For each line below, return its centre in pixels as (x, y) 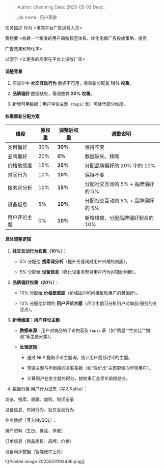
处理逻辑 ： (30, 347)
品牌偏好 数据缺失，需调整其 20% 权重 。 (53, 94)
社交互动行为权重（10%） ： (40, 251)
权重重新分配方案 (22, 116)
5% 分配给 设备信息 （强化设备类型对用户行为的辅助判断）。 (79, 272)
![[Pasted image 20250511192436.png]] (45, 461)
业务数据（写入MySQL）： (31, 420)
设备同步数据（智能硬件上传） (35, 451)
